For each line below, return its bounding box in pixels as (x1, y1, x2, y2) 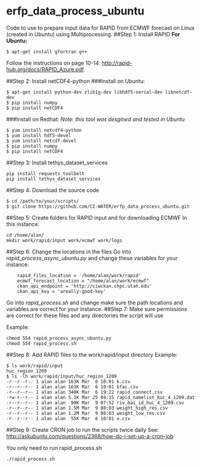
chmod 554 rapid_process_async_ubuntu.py (6, 335, 112, 341)
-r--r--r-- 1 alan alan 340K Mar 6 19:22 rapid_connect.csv (6, 389, 163, 395)
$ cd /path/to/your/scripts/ (6, 198, 79, 204)
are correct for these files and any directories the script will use (6, 312, 164, 319)
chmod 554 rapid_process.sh (6, 340, 77, 347)
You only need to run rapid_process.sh (6, 444, 102, 451)
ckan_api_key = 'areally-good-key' (17, 288, 107, 294)
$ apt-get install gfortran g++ (6, 48, 87, 55)
